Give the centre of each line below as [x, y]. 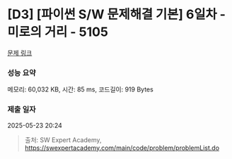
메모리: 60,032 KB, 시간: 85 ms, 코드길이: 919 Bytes [80, 89]
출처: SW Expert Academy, [63, 140]
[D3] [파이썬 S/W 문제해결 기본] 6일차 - [117, 14]
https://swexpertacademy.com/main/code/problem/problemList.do [122, 148]
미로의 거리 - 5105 [58, 32]
